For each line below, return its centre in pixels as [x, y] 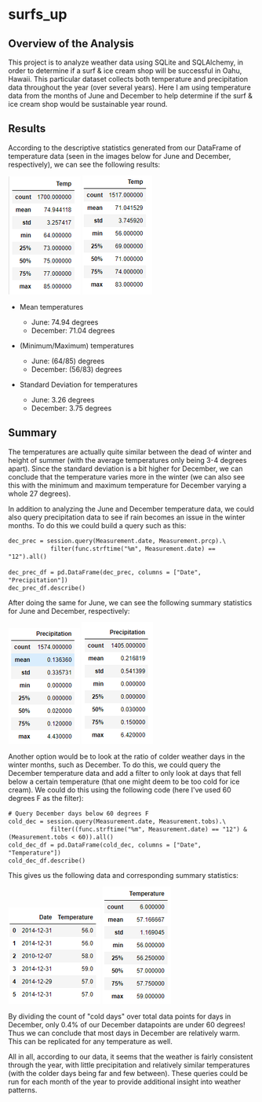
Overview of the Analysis [71, 44]
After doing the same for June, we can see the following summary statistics [130, 602]
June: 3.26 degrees [63, 399]
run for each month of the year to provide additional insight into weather [125, 1082]
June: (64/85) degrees [68, 361]
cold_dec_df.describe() [47, 861]
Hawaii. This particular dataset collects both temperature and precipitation [128, 79]
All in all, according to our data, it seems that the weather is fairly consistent [131, 1056]
